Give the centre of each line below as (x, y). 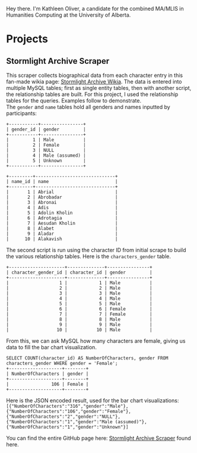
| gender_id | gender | (46, 129)
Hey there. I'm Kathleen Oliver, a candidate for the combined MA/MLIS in (95, 9)
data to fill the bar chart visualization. (51, 347)
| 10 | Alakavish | (62, 239)
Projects (27, 39)
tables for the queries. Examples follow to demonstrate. (74, 100)
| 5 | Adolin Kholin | (62, 213)
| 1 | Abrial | (62, 192)
